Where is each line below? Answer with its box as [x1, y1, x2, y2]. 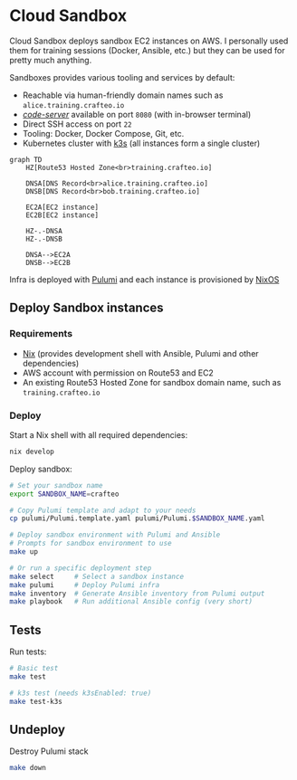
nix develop [9, 447, 54, 456]
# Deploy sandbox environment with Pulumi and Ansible [9, 530, 221, 539]
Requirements [9, 328, 73, 340]
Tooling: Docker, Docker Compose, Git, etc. [22, 128, 185, 138]
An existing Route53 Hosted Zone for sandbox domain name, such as [22, 376, 282, 387]
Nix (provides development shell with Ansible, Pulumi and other [22, 347, 260, 358]
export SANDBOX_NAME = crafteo [9, 490, 120, 499]
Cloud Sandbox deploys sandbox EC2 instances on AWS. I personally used [9, 35, 289, 46]
